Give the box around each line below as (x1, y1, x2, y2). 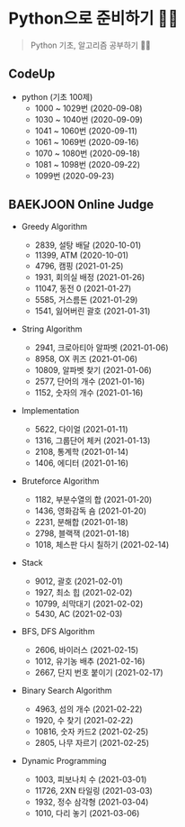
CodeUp (8, 67, 56, 82)
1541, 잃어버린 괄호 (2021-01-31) (34, 305, 151, 316)
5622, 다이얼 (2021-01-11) (34, 423, 128, 434)
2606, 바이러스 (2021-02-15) (34, 644, 139, 655)
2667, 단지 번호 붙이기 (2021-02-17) (34, 667, 163, 677)
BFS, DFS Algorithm (21, 625, 95, 636)
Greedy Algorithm (21, 221, 88, 232)
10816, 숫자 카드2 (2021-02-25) (34, 726, 149, 737)
